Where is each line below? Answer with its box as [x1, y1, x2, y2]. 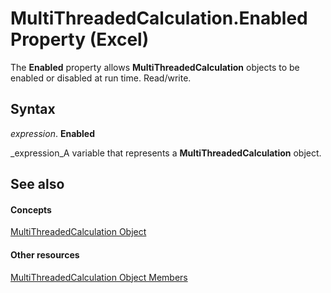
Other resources [10, 248, 80, 261]
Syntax [10, 101, 56, 118]
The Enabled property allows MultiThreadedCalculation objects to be [10, 61, 300, 73]
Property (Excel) [10, 28, 150, 51]
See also [10, 176, 65, 193]
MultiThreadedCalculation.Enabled [10, 7, 308, 30]
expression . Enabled [10, 127, 96, 139]
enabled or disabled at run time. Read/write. [10, 72, 192, 84]
